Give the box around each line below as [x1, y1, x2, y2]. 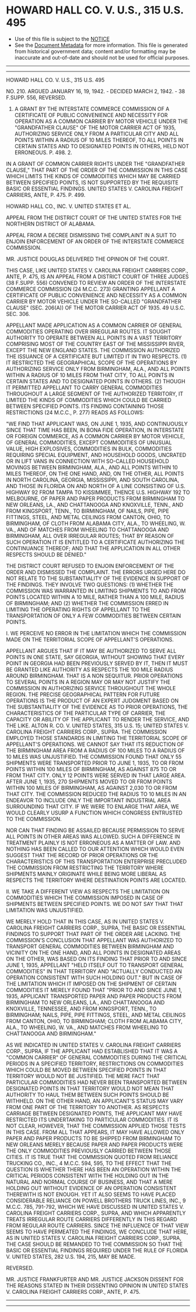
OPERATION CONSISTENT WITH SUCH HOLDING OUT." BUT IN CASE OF [6, 974, 183, 981]
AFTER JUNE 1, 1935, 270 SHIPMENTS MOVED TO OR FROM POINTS [6, 778, 173, 785]
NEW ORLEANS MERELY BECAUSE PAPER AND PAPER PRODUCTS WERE [6, 1141, 183, 1148]
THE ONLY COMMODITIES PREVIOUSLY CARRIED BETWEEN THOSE [6, 1147, 171, 1154]
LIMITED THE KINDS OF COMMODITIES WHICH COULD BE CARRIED [6, 396, 172, 403]
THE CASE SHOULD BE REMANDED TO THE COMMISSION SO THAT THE [6, 1241, 183, 1248]
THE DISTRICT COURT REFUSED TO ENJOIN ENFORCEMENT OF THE [6, 562, 174, 569]
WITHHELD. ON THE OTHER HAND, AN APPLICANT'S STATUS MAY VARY [6, 1097, 184, 1105]
